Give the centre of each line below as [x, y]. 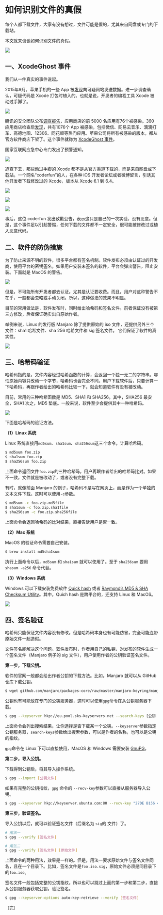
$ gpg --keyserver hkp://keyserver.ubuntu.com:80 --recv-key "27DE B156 [80, 803]
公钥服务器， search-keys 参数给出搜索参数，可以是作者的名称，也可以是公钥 [81, 732]
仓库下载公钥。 [20, 682]
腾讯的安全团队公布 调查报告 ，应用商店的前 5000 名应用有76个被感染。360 [80, 121]
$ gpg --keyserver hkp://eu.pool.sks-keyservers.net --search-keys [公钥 [81, 716]
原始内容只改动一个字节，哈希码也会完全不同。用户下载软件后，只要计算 [81, 381]
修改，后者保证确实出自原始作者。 [47, 314]
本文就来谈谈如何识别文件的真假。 [39, 40]
